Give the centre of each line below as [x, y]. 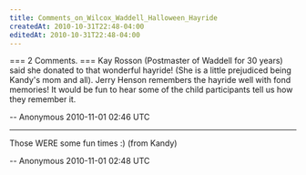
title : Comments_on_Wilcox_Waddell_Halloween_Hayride [114, 18]
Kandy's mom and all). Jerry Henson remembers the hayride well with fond [150, 80]
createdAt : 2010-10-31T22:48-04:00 [77, 26]
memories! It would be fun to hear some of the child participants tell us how [151, 90]
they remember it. [43, 99]
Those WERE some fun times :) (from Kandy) [93, 143]
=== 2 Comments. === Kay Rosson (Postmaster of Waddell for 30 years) [147, 61]
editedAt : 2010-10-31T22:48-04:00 [75, 35]
